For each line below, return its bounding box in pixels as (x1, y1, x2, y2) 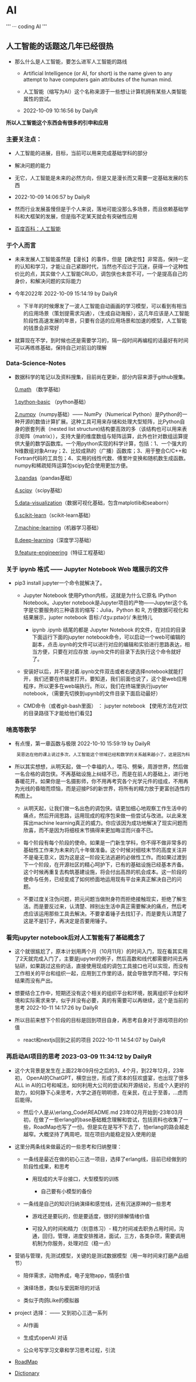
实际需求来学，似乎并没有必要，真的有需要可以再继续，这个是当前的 (24, 997, 188, 1004)
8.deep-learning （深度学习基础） (14, 536, 94, 543)
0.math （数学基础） (14, 386, 64, 393)
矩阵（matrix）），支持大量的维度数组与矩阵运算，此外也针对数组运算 (19, 433, 183, 440)
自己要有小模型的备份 (40, 1188, 92, 1195)
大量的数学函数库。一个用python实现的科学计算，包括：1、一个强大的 (19, 440, 187, 447)
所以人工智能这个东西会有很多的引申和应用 (6, 119, 108, 126)
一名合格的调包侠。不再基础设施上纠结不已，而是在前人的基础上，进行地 (14, 770, 188, 777)
